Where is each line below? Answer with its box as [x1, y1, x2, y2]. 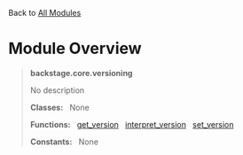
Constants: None [29, 136, 99, 147]
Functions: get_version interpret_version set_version [29, 119, 234, 129]
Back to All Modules [8, 8, 82, 18]
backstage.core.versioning [29, 67, 133, 78]
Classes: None [29, 102, 90, 112]
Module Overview [8, 39, 143, 58]
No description [29, 84, 85, 96]
